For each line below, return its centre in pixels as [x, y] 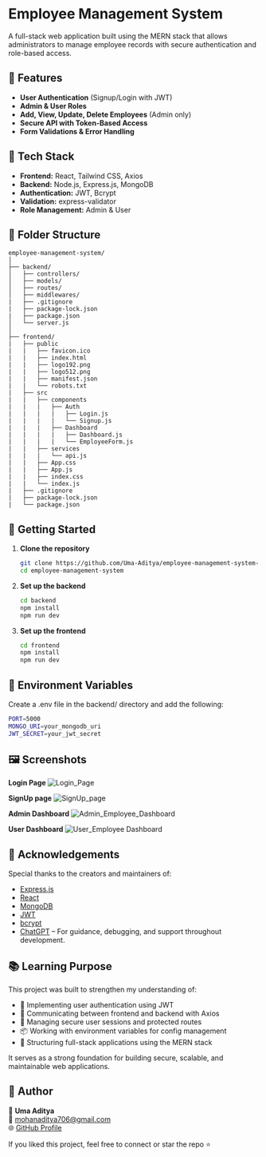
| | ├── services [44, 449]
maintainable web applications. [59, 1067]
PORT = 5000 [25, 719]
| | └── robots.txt [48, 386]
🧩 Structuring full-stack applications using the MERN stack [116, 1043]
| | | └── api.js [48, 456]
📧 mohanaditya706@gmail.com [60, 1119]
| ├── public [33, 344]
